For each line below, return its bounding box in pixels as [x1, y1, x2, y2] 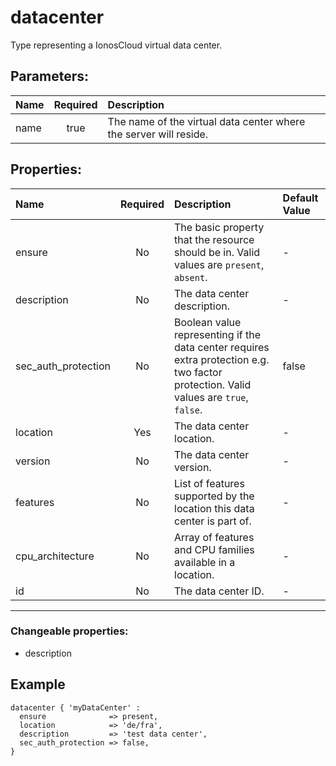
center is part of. [174, 514, 252, 528]
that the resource [174, 232, 255, 246]
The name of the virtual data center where [107, 114, 306, 128]
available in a [174, 555, 236, 569]
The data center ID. [174, 584, 265, 598]
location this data [174, 501, 255, 515]
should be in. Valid [174, 245, 261, 259]
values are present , [174, 257, 265, 271]
